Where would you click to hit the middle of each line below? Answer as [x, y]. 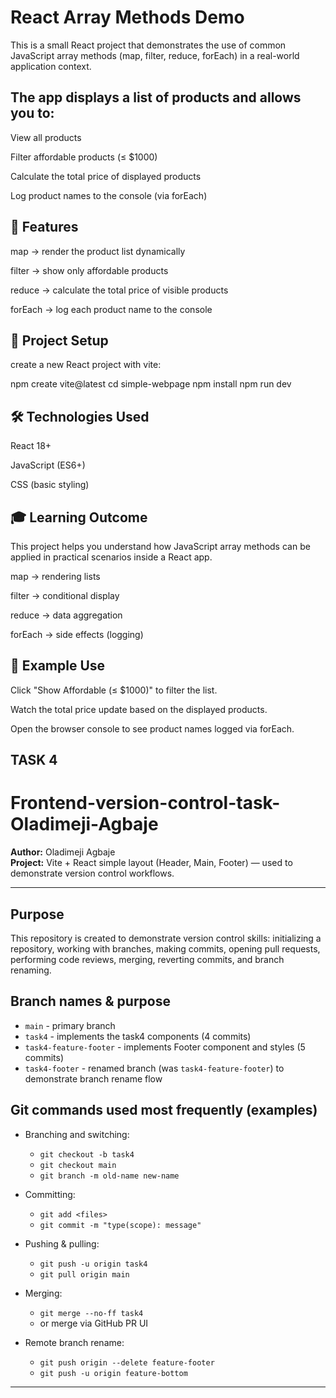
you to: [32, 113]
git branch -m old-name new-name [109, 1176]
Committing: [50, 1194]
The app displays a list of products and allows [156, 97]
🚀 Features [44, 227]
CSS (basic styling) [50, 485]
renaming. [31, 970]
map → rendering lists [55, 576]
